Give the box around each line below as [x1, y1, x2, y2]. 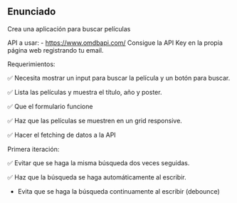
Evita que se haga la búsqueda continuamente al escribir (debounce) [17, 187, 220, 195]
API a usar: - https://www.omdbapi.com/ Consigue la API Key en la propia [7, 38, 223, 47]
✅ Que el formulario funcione [7, 102, 93, 110]
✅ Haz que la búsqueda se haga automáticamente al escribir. [7, 172, 186, 181]
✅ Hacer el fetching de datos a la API [7, 130, 116, 139]
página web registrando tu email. [7, 46, 104, 54]
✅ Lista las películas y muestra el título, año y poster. [7, 88, 162, 96]
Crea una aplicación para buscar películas [7, 24, 131, 33]
